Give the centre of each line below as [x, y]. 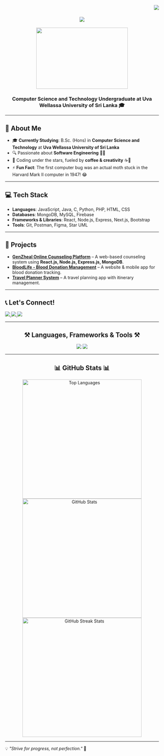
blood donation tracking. [37, 272]
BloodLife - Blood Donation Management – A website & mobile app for [83, 267]
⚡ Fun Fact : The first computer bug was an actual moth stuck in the [80, 168]
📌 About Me [23, 128]
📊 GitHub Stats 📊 [82, 368]
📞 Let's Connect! [30, 303]
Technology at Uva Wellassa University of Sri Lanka [66, 147]
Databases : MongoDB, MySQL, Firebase [53, 214]
